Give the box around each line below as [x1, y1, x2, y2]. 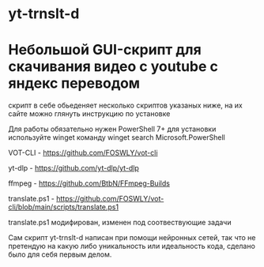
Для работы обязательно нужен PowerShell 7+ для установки [8, 124, 217, 134]
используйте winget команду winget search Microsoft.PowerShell [8, 133, 225, 142]
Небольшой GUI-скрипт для [8, 41, 202, 59]
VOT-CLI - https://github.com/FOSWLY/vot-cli [8, 148, 158, 158]
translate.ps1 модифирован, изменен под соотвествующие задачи [8, 218, 232, 228]
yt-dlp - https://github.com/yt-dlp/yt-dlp [8, 164, 140, 173]
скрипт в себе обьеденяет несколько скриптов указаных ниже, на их [8, 100, 243, 111]
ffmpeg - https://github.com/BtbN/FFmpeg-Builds [8, 179, 170, 188]
